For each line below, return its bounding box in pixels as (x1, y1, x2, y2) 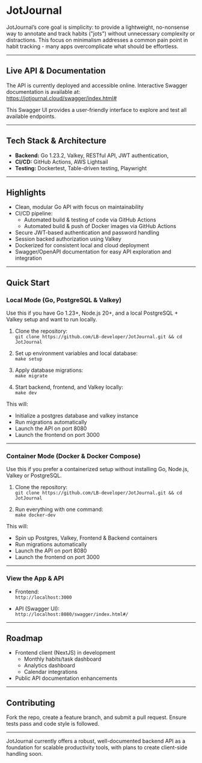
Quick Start (6, 277, 50, 288)
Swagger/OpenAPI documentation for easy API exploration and (14, 248, 171, 256)
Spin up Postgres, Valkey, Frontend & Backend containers (14, 534, 158, 542)
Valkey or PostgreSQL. (6, 472, 62, 479)
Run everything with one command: (14, 506, 103, 513)
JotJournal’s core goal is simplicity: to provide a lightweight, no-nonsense (6, 23, 189, 31)
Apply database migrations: (14, 366, 84, 374)
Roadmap (6, 633, 43, 644)
